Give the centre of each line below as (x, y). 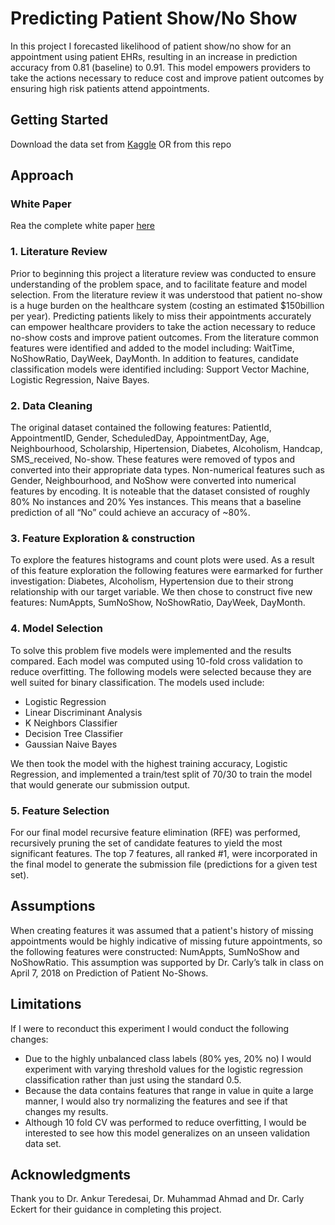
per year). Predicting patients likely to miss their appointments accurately (161, 316)
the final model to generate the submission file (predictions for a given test (164, 864)
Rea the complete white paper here (83, 226)
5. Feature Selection (60, 810)
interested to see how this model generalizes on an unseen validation (167, 1133)
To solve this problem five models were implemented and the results (151, 650)
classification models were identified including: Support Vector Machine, (160, 369)
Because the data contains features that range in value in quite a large (169, 1090)
